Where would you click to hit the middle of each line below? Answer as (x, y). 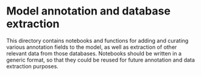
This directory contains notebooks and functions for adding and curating (97, 40)
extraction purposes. (33, 66)
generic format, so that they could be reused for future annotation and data (100, 60)
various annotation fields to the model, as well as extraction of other (92, 47)
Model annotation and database (88, 11)
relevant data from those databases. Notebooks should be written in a (94, 53)
